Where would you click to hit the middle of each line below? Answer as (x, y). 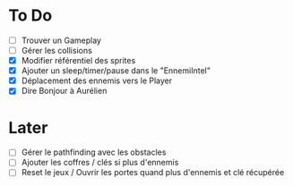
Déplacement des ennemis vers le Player (97, 80)
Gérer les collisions (57, 51)
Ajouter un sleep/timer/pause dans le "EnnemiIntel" (116, 71)
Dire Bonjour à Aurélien (64, 91)
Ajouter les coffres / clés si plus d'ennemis (100, 163)
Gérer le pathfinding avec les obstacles (94, 152)
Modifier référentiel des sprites (78, 61)
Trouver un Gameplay (61, 40)
